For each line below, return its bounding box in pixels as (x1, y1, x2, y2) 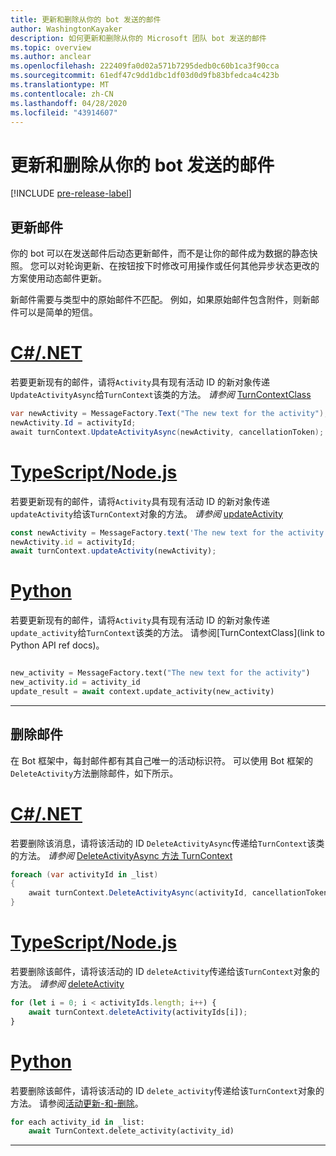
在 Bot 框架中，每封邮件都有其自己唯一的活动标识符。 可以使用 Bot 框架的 (10, 754, 313, 766)
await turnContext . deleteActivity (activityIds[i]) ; (28, 1007, 248, 1017)
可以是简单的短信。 (18, 306, 98, 318)
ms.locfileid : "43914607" (10, 107, 118, 118)
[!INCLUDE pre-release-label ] (10, 187, 132, 200)
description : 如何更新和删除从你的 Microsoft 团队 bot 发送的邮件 (10, 33, 267, 43)
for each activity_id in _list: (10, 1117, 145, 1127)
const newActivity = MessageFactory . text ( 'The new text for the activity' (10, 527, 329, 538)
